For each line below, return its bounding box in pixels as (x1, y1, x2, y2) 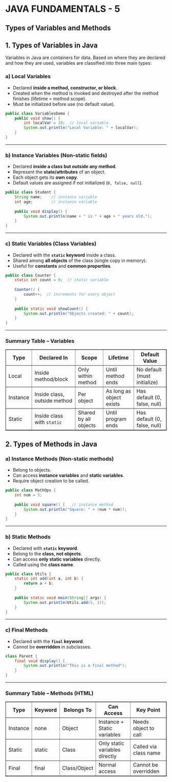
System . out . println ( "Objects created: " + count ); (24, 311, 134, 316)
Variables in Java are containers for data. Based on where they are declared (5, 54, 165, 61)
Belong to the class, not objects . (12, 550, 82, 556)
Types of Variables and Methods (5, 24, 111, 32)
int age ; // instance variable (14, 199, 97, 204)
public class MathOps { (5, 488, 56, 493)
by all (77, 416, 91, 423)
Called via (133, 743, 157, 750)
